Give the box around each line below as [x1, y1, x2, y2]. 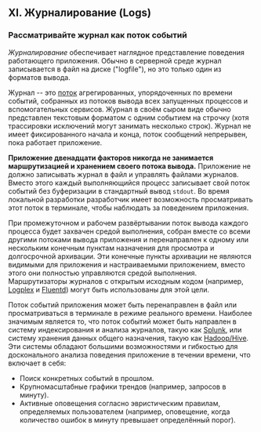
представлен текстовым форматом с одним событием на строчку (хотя [8, 113, 249, 122]
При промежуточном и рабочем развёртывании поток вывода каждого [8, 218, 248, 227]
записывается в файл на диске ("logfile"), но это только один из [8, 64, 222, 74]
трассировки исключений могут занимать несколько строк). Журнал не [8, 121, 252, 130]
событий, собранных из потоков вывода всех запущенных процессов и [8, 96, 248, 105]
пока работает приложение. [8, 137, 103, 147]
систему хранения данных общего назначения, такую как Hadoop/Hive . [8, 333, 249, 343]
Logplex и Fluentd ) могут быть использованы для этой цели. [8, 285, 210, 294]
